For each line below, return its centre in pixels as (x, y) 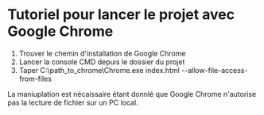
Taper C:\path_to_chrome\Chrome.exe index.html (99, 70)
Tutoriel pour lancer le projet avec (121, 15)
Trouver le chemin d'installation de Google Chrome (102, 53)
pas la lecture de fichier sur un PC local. (73, 102)
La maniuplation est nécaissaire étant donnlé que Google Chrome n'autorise (132, 94)
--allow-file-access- (214, 70)
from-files (35, 79)
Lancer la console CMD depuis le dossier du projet (102, 62)
